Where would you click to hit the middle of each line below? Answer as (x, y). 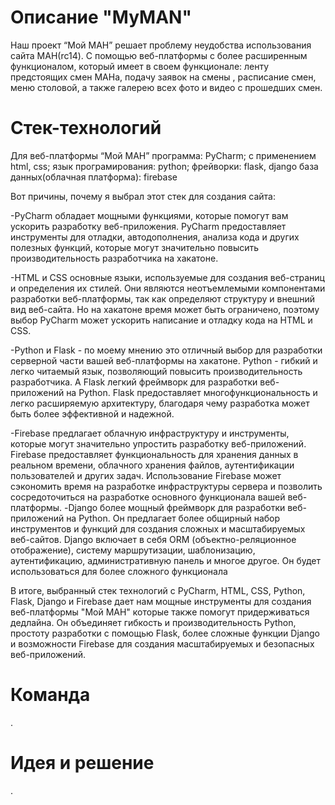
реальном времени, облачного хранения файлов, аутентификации (152, 465)
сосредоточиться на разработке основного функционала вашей (148, 497)
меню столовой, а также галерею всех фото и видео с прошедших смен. (166, 87)
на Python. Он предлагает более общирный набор (173, 518)
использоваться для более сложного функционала (119, 571)
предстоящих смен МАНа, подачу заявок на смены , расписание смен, (163, 77)
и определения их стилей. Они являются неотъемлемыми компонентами (168, 288)
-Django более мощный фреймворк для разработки (175, 507)
